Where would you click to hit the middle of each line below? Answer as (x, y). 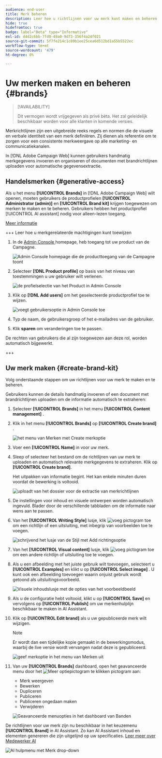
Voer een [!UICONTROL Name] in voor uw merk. (61, 447)
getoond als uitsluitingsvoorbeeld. (46, 580)
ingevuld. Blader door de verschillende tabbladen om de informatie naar (84, 506)
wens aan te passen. (33, 511)
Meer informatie (22, 223)
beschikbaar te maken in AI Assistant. (50, 609)
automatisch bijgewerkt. (29, 343)
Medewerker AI (21, 741)
